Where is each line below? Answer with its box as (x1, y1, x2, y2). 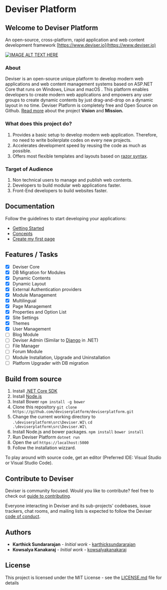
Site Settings (12, 315, 39, 321)
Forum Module (12, 349, 43, 355)
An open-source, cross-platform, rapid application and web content (5, 37, 145, 43)
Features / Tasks (5, 250, 58, 259)
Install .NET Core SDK (12, 388, 57, 394)
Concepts (12, 230, 33, 236)
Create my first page (12, 236, 55, 242)
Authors (5, 528, 31, 536)
